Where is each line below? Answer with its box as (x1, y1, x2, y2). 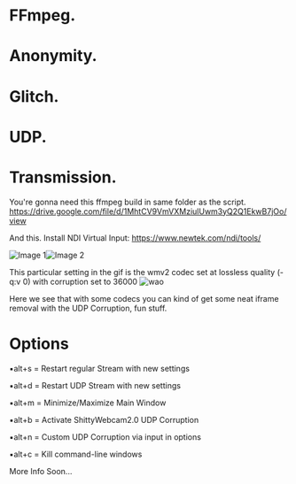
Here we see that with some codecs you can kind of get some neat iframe (9, 293, 279, 303)
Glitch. (9, 86, 59, 106)
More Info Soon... (9, 465, 73, 476)
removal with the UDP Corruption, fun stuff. (9, 303, 167, 313)
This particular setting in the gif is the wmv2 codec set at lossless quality (9, 266, 276, 277)
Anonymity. (9, 46, 97, 66)
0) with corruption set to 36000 (22, 276, 138, 287)
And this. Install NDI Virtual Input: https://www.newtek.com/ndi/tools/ (9, 232, 261, 243)
